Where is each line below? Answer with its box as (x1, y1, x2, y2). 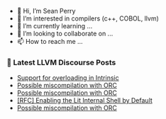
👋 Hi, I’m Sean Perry (16, 7, 76, 15)
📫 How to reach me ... (16, 38, 83, 45)
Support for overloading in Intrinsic (16, 74, 119, 82)
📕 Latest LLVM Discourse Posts (6, 57, 116, 67)
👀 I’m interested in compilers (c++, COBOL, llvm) (16, 14, 159, 23)
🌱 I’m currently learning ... (16, 22, 93, 30)
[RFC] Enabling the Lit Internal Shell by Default (16, 96, 153, 105)
